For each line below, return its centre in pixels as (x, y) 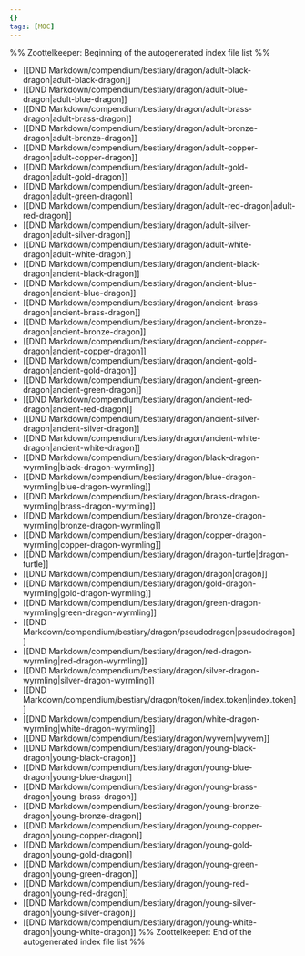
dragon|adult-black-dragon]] (76, 79)
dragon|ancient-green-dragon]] (82, 389)
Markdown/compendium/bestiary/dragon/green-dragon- (155, 602)
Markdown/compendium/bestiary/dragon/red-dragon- (150, 651)
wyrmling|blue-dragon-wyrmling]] (87, 486)
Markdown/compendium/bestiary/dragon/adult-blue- (148, 89)
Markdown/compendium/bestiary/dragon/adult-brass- (151, 108)
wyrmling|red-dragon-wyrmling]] (85, 661)
